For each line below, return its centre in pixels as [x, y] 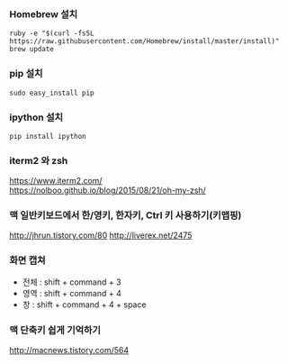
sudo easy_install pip [52, 93]
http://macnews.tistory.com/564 [69, 350]
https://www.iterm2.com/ [56, 181]
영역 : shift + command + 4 [72, 293]
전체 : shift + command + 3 [72, 282]
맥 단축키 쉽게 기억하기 [55, 330]
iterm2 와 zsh [39, 160]
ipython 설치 [36, 117]
